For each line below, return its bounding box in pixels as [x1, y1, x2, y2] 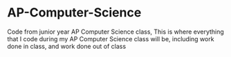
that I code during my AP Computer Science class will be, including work [7, 34, 214, 43]
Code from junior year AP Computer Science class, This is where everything [7, 27, 225, 36]
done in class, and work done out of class [7, 42, 127, 50]
